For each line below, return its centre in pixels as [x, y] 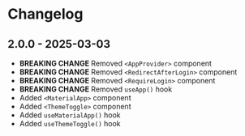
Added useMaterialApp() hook [70, 115]
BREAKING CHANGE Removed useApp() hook [96, 89]
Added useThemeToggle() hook [70, 123]
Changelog [45, 14]
